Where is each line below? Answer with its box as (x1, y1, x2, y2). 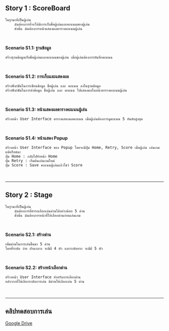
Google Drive (5, 320, 33, 326)
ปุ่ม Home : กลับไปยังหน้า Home (5, 153, 58, 159)
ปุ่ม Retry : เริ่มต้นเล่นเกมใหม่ (5, 158, 55, 163)
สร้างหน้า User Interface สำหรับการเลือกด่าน (5, 274, 81, 280)
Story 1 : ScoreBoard (5, 4, 70, 13)
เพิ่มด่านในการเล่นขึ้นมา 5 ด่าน (5, 241, 50, 246)
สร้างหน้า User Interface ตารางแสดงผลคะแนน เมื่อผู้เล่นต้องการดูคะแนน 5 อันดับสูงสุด (5, 116, 143, 121)
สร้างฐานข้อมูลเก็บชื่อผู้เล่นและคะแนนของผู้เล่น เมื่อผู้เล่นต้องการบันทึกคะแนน (5, 55, 113, 60)
